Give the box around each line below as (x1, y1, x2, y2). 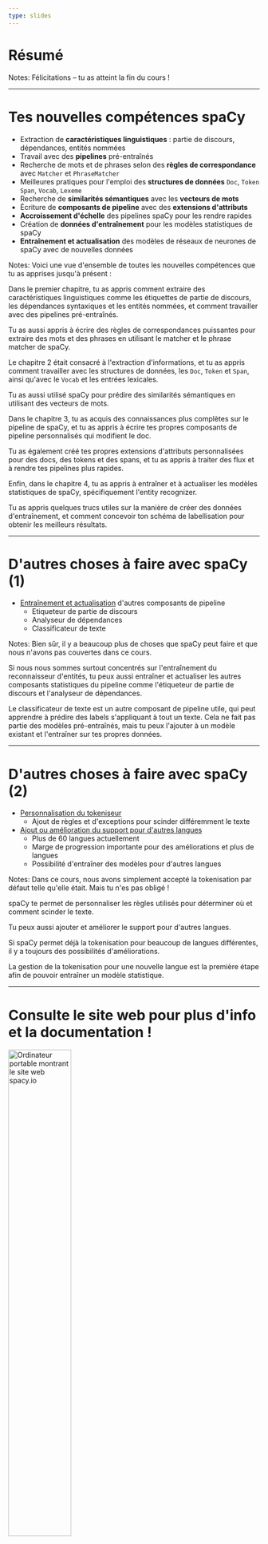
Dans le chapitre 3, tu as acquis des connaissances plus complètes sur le (8, 414, 249, 423)
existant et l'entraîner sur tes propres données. (8, 730, 162, 739)
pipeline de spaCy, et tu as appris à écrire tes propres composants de (8, 422, 238, 432)
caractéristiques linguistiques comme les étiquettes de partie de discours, (8, 292, 251, 302)
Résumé (8, 46, 64, 64)
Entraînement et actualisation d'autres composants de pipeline (19, 598, 226, 608)
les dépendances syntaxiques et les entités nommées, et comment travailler (8, 301, 258, 311)
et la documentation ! (8, 1023, 152, 1041)
